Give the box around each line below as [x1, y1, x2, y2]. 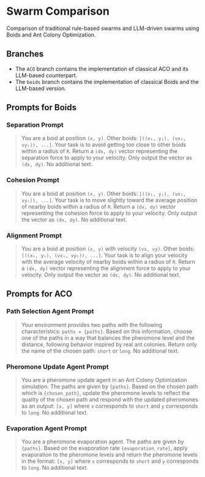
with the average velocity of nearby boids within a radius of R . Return [21, 258, 196, 266]
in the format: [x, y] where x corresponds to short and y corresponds [21, 457, 199, 465]
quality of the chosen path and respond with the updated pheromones [21, 396, 199, 404]
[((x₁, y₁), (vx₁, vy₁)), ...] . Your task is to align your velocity [21, 252, 188, 259]
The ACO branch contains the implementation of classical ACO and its [15, 65, 188, 72]
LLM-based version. [15, 85, 66, 92]
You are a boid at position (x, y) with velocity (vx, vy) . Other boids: [21, 245, 195, 252]
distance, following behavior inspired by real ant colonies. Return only [21, 340, 198, 348]
